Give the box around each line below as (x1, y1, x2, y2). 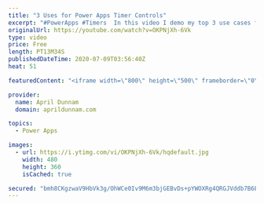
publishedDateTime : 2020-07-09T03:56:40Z (8, 56, 146, 64)
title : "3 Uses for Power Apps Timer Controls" (8, 11, 167, 20)
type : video (8, 33, 47, 42)
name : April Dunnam (15, 98, 79, 106)
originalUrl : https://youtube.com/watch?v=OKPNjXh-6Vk (8, 26, 192, 34)
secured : (8, 184, 37, 192)
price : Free (8, 41, 47, 49)
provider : (8, 91, 41, 99)
